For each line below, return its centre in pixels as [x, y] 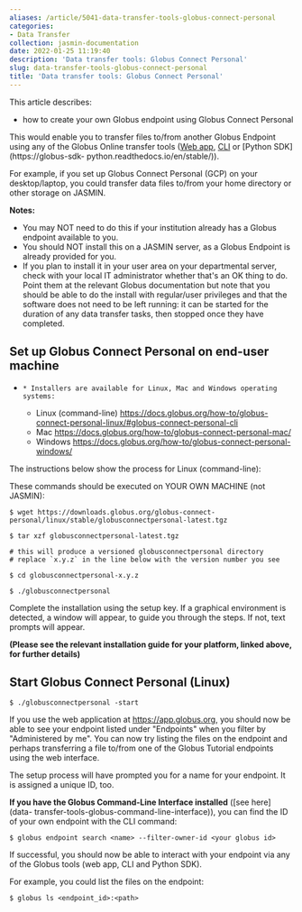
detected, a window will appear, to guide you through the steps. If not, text [147, 617]
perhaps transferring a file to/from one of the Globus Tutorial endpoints [142, 748]
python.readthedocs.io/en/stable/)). [153, 156]
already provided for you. [69, 256]
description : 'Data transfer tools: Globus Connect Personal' [128, 59]
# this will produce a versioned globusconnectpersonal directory [137, 552]
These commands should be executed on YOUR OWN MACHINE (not [137, 486]
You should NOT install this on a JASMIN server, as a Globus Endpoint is [156, 246]
